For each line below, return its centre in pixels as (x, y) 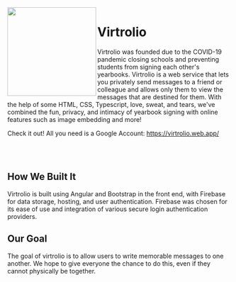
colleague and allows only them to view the (161, 89)
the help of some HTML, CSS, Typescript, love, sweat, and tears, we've (111, 104)
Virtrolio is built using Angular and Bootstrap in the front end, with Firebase (117, 193)
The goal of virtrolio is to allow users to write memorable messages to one (116, 256)
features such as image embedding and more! (74, 119)
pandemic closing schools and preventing (158, 59)
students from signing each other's (148, 67)
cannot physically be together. (52, 271)
